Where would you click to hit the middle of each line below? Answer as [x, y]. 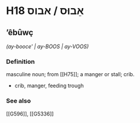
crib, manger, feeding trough [49, 86]
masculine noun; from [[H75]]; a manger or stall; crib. [70, 74]
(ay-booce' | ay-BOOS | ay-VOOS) [47, 46]
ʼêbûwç [20, 33]
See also [18, 101]
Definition [21, 61]
